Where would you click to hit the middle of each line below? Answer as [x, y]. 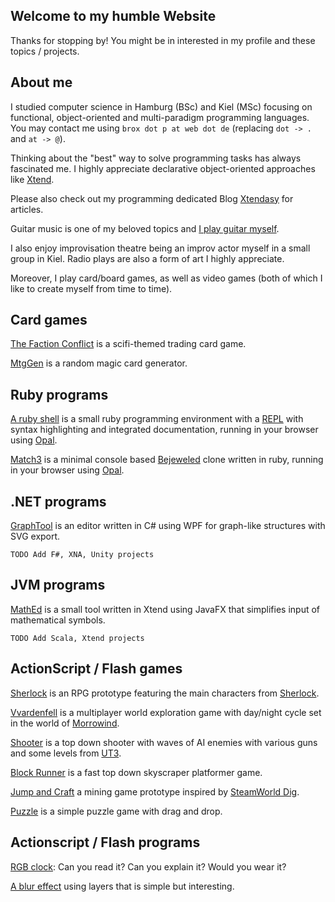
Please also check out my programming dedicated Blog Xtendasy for [152, 198]
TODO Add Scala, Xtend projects [77, 638]
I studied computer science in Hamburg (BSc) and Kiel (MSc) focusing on [161, 106]
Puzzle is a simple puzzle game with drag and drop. [116, 811]
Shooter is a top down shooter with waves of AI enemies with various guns [164, 742]
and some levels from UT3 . [66, 753]
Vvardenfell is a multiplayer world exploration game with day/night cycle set [166, 712]
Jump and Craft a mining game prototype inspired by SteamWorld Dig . [155, 791]
